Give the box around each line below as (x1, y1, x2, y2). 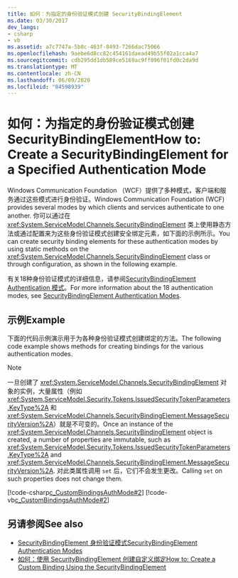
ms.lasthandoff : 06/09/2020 (7, 76, 91, 84)
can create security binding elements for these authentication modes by (7, 237, 219, 246)
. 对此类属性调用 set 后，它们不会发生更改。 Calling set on (53, 466, 222, 475)
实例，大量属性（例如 (19, 387, 82, 395)
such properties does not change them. (7, 474, 123, 483)
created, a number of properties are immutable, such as (7, 435, 171, 444)
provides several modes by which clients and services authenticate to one (7, 203, 225, 212)
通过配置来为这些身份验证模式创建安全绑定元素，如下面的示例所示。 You (19, 229, 231, 238)
